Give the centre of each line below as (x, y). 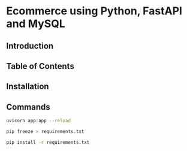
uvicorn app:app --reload (38, 121)
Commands (28, 107)
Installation (28, 87)
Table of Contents (40, 66)
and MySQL (36, 24)
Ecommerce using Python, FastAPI (94, 11)
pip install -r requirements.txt (48, 142)
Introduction (30, 46)
